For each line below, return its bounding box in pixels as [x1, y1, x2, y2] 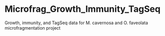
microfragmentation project [4, 25, 60, 31]
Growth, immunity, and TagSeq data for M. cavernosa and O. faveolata [4, 20, 148, 26]
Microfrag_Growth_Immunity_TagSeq [4, 3, 161, 15]
